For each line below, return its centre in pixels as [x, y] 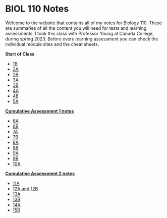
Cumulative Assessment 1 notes [40, 111]
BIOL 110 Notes [37, 9]
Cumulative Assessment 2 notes [40, 173]
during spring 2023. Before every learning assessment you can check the [82, 39]
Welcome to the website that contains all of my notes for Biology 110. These [84, 23]
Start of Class [20, 54]
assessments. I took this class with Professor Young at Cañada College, [79, 33]
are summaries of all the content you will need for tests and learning [76, 28]
